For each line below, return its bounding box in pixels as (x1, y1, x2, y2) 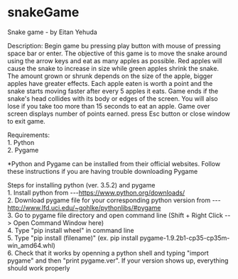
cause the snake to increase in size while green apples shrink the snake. (7, 64, 219, 72)
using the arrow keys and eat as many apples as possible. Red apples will (7, 56, 222, 65)
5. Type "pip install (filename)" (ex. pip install (7, 234, 139, 242)
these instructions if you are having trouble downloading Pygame (7, 167, 198, 175)
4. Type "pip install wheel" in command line (7, 226, 134, 234)
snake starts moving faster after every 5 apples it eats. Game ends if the (7, 87, 219, 95)
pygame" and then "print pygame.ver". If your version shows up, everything (7, 256, 229, 265)
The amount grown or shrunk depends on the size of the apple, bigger (7, 72, 213, 80)
